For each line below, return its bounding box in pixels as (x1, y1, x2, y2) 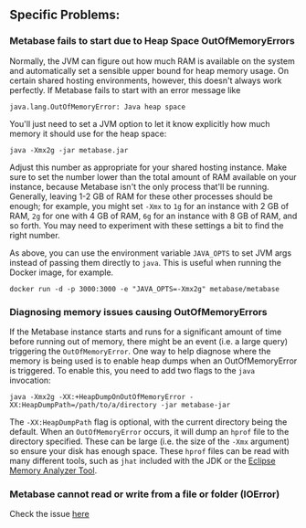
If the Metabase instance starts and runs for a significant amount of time (9, 326, 282, 337)
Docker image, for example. (9, 267, 114, 278)
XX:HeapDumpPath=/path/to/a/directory (9, 400, 157, 409)
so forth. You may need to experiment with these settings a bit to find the (9, 219, 284, 231)
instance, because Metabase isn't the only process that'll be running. (9, 181, 269, 192)
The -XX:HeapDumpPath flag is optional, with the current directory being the (9, 416, 288, 428)
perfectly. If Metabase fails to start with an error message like (9, 84, 241, 95)
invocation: (9, 375, 52, 385)
